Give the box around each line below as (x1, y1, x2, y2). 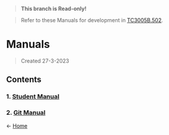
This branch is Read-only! (20, 5, 87, 12)
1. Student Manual (6, 93, 60, 101)
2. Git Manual (6, 109, 46, 117)
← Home (6, 122, 28, 129)
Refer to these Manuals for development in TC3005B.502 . (20, 17, 163, 23)
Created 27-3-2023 (20, 57, 70, 65)
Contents (6, 75, 42, 85)
